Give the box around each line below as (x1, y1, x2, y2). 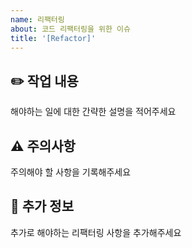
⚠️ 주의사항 (10, 137, 76, 155)
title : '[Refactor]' (10, 33, 97, 43)
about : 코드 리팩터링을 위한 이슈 (10, 24, 131, 34)
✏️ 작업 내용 (10, 72, 79, 90)
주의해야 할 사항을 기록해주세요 (10, 166, 132, 178)
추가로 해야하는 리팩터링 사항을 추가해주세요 (10, 226, 182, 238)
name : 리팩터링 (10, 14, 65, 25)
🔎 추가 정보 (10, 198, 75, 215)
